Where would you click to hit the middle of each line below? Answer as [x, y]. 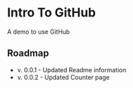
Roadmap [28, 53]
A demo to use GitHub [39, 32]
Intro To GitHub [52, 13]
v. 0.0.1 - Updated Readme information [72, 69]
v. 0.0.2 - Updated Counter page [63, 77]
